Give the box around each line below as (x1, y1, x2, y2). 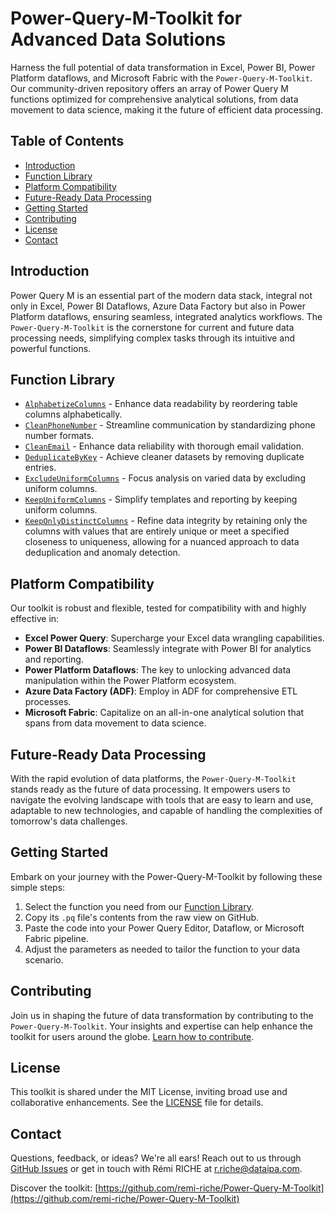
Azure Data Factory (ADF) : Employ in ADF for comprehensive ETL (24, 685, 298, 697)
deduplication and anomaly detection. (24, 547, 181, 559)
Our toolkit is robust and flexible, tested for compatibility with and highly (10, 602, 307, 614)
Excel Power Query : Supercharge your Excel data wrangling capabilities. (24, 632, 325, 644)
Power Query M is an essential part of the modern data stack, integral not (10, 289, 313, 301)
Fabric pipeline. (24, 932, 89, 944)
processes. (24, 696, 72, 708)
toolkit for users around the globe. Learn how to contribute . (10, 1030, 255, 1042)
